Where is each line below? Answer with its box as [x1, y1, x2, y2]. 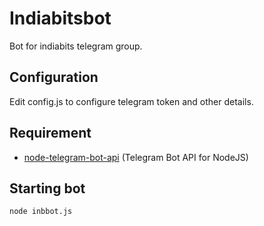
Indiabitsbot [9, 7, 112, 30]
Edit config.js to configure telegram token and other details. [9, 95, 254, 107]
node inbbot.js [9, 207, 73, 217]
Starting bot [9, 180, 86, 197]
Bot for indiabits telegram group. [9, 40, 143, 52]
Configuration [9, 69, 99, 86]
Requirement [9, 125, 92, 142]
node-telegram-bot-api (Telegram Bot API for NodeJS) [23, 151, 249, 163]
